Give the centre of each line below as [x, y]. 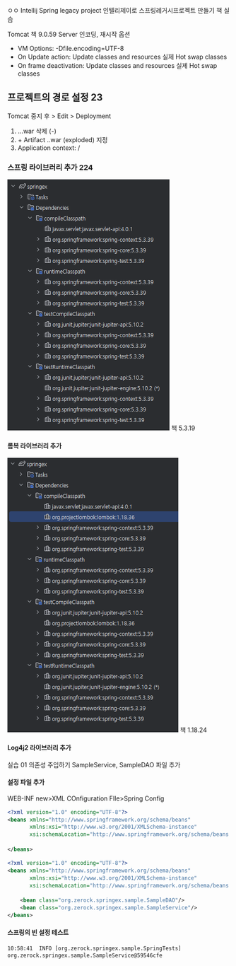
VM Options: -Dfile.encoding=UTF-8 [71, 48]
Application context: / [49, 148]
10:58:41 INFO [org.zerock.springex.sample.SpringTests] [94, 949]
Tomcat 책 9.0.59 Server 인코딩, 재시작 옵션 [69, 34]
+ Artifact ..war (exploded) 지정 [63, 139]
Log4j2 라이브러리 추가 [40, 747]
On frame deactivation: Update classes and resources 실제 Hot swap [117, 65]
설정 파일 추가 [26, 782]
